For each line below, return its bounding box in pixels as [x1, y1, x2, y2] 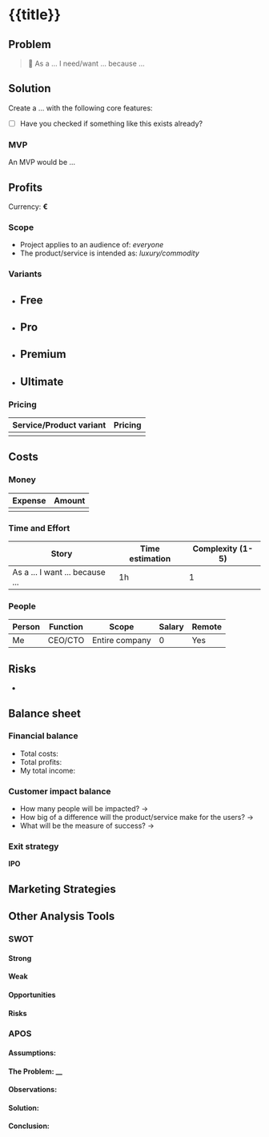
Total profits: [19, 757, 62, 766]
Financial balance [8, 730, 78, 741]
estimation [129, 553, 171, 564]
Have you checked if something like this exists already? [19, 119, 203, 128]
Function [49, 621, 84, 633]
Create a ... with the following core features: [8, 102, 154, 113]
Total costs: [19, 749, 58, 758]
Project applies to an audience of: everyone [19, 240, 164, 250]
